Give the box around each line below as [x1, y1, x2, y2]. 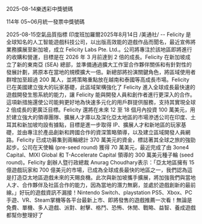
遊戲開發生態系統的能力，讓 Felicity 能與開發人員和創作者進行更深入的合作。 [6, 91, 195, 98]
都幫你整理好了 [6, 211, 43, 219]
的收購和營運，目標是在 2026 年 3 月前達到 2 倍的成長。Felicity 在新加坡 [6, 54, 186, 60]
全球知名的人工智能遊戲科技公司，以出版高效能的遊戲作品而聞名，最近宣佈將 [6, 39, 196, 45]
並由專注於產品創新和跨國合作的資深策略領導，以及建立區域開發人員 [16, 129, 185, 135]
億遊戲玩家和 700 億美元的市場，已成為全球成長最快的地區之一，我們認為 [6, 166, 188, 173]
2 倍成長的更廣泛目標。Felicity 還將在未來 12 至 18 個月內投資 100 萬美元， [6, 106, 191, 113]
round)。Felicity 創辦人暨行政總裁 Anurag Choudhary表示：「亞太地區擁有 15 [6, 159, 195, 166]
